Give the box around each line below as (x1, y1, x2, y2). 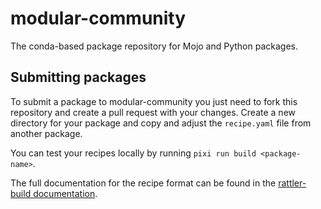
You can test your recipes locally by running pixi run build (10, 147, 257, 159)
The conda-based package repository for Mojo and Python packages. (10, 40, 299, 52)
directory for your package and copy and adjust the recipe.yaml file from (10, 117, 312, 129)
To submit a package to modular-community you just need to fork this (10, 95, 298, 107)
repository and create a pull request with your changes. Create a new (10, 106, 296, 118)
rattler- (278, 177, 307, 189)
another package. (10, 127, 83, 139)
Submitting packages (10, 69, 147, 86)
